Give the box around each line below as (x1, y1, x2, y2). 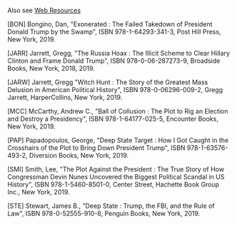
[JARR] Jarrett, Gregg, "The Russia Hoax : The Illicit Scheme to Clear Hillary (7, 49, 231, 57)
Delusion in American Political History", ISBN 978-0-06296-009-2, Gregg (7, 86, 223, 94)
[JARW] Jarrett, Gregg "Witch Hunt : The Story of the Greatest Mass (7, 78, 208, 86)
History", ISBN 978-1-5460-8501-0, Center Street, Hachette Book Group (7, 180, 220, 189)
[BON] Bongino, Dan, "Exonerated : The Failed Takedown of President (7, 20, 213, 28)
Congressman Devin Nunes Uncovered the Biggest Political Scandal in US (7, 173, 225, 181)
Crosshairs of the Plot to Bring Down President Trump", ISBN (7, 144, 186, 152)
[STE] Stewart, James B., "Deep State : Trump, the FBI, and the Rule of (7, 201, 216, 210)
